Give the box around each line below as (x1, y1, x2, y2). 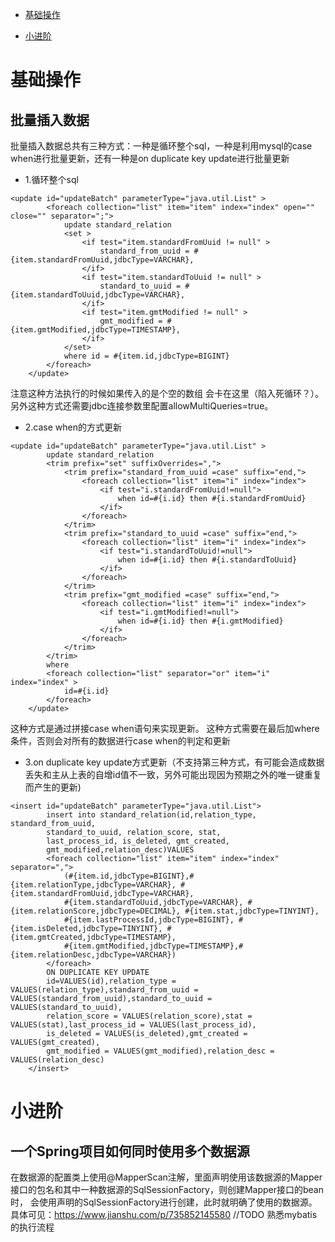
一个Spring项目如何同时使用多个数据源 (10, 1143, 250, 1160)
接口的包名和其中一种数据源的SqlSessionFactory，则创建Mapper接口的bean (10, 1184, 324, 1195)
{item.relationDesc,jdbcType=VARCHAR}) (10, 950, 177, 960)
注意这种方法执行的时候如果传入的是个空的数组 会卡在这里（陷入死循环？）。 (10, 388, 324, 399)
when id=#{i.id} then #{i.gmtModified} (117, 616, 284, 626)
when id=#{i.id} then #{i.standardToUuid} (117, 555, 298, 565)
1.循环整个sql (24, 174, 79, 185)
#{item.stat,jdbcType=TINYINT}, (184, 906, 320, 916)
